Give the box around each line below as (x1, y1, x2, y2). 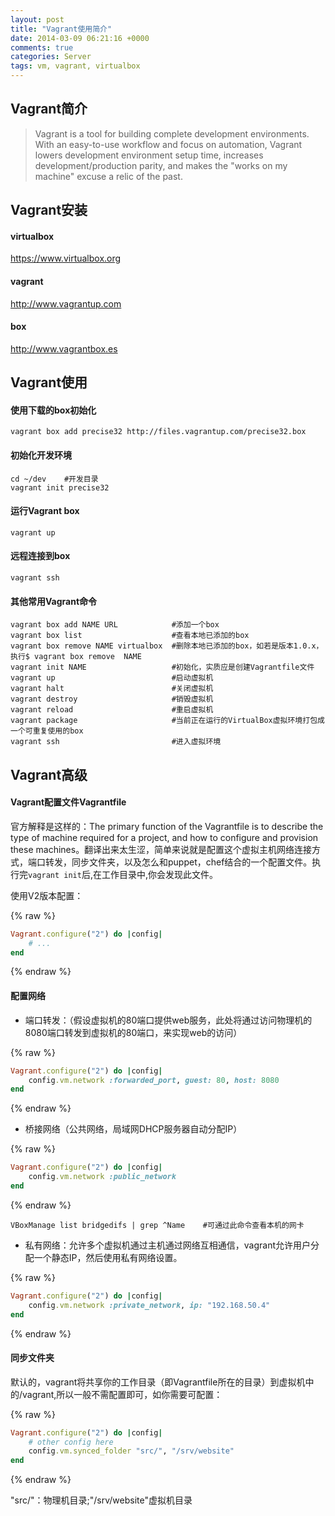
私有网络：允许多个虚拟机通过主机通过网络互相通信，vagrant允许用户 (24, 1239, 312, 1251)
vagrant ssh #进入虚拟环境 (10, 737, 222, 747)
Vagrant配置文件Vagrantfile (10, 796, 127, 808)
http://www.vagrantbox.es (10, 342, 118, 355)
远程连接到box (10, 550, 71, 562)
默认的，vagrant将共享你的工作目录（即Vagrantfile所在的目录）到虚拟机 (10, 1376, 306, 1388)
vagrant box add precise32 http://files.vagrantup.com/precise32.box (10, 427, 307, 437)
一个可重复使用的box (10, 726, 84, 736)
